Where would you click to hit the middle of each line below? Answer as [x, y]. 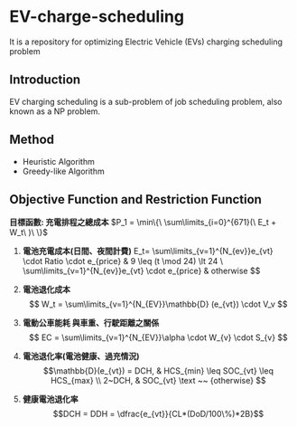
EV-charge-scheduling [97, 17]
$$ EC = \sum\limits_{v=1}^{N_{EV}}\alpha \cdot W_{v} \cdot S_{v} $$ [158, 337]
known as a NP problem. [55, 111]
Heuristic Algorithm [58, 161]
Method [32, 140]
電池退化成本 [46, 289]
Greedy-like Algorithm [64, 171]
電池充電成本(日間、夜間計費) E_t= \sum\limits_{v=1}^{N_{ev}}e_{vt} [148, 251]
